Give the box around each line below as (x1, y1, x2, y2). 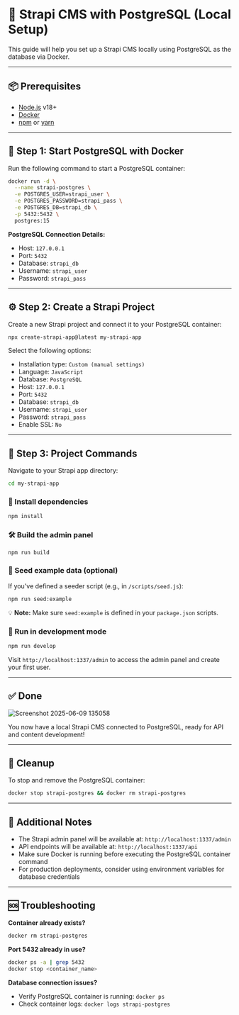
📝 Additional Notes (8, 816, 92, 828)
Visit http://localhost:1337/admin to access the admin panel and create (8, 655, 221, 663)
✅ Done (8, 690, 43, 702)
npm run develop (8, 642, 56, 649)
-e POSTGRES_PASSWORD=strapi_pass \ (14, 198, 123, 205)
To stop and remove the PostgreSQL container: (8, 776, 145, 785)
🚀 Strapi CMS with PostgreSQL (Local (8, 6, 231, 23)
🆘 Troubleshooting (8, 899, 96, 912)
